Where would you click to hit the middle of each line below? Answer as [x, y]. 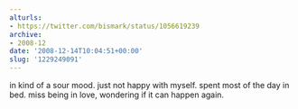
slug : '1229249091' [46, 59]
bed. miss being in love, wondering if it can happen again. [116, 95]
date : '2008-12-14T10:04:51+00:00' [76, 51]
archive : [26, 34]
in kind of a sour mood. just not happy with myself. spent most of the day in [149, 85]
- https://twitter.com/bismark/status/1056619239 [105, 26]
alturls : [26, 18]
